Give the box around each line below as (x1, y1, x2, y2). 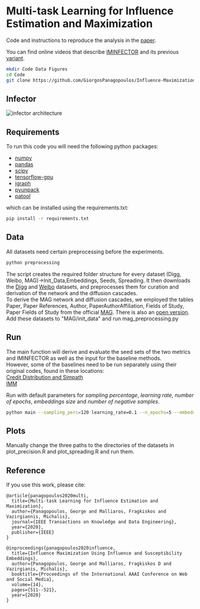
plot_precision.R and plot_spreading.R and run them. (6, 448, 135, 455)
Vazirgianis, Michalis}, (6, 566, 68, 572)
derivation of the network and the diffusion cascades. (6, 289, 138, 296)
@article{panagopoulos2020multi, (6, 493, 89, 499)
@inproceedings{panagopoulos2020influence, (6, 545, 116, 551)
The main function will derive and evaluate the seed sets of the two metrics (6, 348, 190, 355)
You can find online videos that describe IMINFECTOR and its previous (6, 48, 179, 55)
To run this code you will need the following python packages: (6, 143, 159, 150)
